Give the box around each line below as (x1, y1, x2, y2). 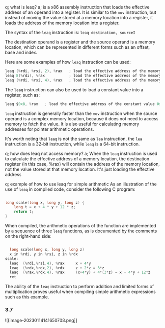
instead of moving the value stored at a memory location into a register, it (5, 15, 153, 20)
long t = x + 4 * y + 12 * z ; (14, 205, 76, 210)
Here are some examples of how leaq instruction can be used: (5, 59, 131, 65)
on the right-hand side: (5, 233, 52, 239)
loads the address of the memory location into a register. (5, 20, 120, 26)
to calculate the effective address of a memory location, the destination (5, 155, 150, 162)
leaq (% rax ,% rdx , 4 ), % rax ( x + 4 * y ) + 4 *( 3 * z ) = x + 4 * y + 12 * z (9, 270, 151, 275)
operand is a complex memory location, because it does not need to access (5, 115, 159, 121)
